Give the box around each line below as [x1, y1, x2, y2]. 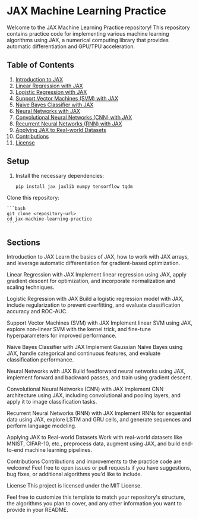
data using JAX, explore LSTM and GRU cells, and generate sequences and [7, 416, 192, 423]
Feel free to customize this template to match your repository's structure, [7, 493, 186, 501]
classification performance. [7, 356, 74, 363]
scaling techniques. [7, 284, 55, 291]
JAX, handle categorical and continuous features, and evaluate [7, 350, 161, 357]
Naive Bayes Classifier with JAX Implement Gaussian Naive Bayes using [7, 344, 183, 351]
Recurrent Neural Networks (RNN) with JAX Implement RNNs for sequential [7, 410, 191, 417]
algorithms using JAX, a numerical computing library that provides [7, 36, 169, 43]
